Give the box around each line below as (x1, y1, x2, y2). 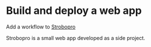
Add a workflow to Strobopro (6, 23, 76, 30)
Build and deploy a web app (6, 4, 142, 17)
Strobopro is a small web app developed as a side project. (6, 34, 146, 41)
